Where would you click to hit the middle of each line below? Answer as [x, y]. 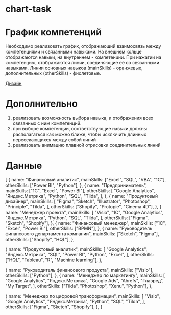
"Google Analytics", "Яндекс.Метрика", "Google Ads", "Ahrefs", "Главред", [85, 281]
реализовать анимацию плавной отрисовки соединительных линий [87, 145]
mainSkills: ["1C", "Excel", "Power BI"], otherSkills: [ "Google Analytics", [80, 191]
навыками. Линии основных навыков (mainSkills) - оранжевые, [74, 68]
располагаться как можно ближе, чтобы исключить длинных [79, 134]
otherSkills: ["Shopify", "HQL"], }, [40, 239]
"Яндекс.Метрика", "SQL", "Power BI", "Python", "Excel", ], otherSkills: [80, 255]
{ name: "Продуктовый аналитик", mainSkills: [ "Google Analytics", [76, 249]
